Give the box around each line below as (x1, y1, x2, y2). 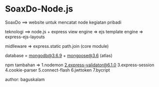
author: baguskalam (5, 76, 45, 82)
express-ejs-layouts (5, 34, 45, 40)
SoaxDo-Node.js (5, 3, 74, 14)
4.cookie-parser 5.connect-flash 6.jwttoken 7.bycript (5, 67, 110, 73)
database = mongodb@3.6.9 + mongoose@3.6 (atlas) (5, 52, 113, 58)
